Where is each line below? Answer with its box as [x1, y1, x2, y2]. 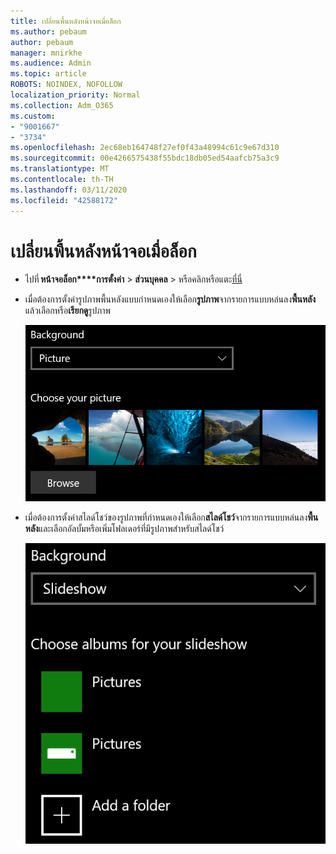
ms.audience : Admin [10, 58, 92, 69]
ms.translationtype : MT [10, 164, 110, 174]
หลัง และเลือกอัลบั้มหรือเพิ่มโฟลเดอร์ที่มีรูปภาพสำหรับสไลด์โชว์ [24, 522, 225, 534]
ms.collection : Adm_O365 [10, 100, 114, 110]
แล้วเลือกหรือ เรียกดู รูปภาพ [24, 305, 111, 317]
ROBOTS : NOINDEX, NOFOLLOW [10, 80, 123, 90]
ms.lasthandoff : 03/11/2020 [10, 185, 128, 195]
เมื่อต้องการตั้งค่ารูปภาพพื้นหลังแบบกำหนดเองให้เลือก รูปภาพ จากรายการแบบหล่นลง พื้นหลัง [24, 293, 317, 305]
